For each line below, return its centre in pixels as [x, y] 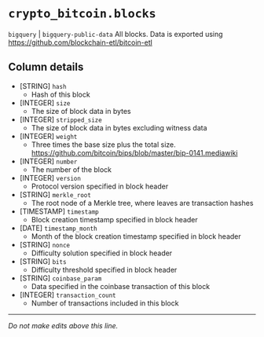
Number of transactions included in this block [105, 303]
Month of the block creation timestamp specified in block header [136, 236]
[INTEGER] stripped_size [60, 119]
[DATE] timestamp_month [58, 228]
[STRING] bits [43, 261]
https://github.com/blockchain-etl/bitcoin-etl [81, 42]
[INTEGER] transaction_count [68, 295]
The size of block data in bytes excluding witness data [119, 127]
